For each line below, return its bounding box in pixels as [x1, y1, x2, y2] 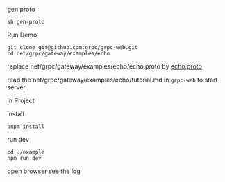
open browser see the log [7, 167, 81, 175]
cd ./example [7, 149, 45, 156]
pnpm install [7, 123, 45, 130]
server [7, 83, 26, 91]
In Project [7, 96, 35, 104]
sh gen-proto [7, 19, 45, 26]
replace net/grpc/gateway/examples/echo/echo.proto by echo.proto [7, 62, 203, 71]
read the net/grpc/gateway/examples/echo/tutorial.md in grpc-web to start [7, 75, 218, 84]
